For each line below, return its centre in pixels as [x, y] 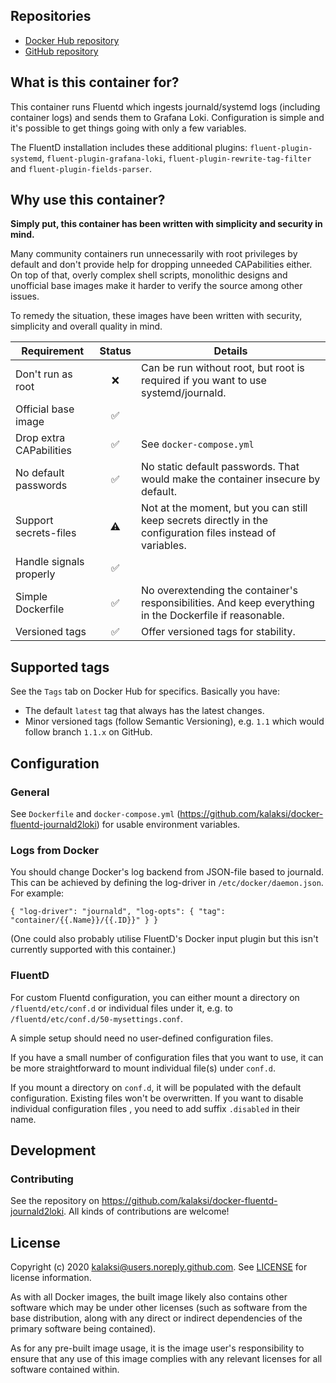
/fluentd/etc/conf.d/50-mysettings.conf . [97, 1018]
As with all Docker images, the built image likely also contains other [149, 1297]
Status [115, 351]
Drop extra [40, 438]
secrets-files [46, 533]
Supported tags [60, 667]
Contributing [42, 1179]
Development [53, 1150]
